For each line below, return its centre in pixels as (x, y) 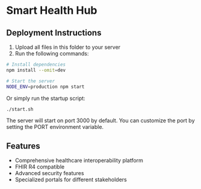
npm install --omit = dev (36, 70)
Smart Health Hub (52, 11)
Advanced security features (49, 173)
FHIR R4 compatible (40, 167)
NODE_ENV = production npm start (45, 87)
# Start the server (31, 81)
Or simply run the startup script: (46, 98)
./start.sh (20, 109)
